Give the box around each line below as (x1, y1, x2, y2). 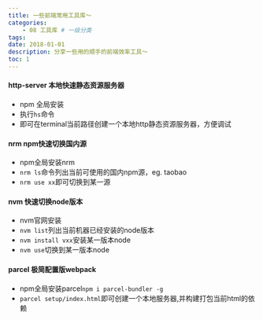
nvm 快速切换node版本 (8, 197, 83, 206)
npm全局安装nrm (19, 158, 75, 167)
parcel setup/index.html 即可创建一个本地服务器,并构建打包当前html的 (19, 293, 248, 303)
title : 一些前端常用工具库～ (8, 11, 92, 20)
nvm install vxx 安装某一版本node (19, 235, 131, 245)
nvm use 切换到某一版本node (19, 245, 110, 255)
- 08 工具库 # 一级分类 (22, 26, 92, 34)
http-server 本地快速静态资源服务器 (8, 80, 124, 90)
